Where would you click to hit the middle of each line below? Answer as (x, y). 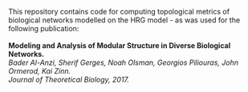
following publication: (44, 28)
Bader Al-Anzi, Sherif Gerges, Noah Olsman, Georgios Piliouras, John (124, 62)
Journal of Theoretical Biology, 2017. (69, 80)
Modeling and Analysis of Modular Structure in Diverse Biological (120, 46)
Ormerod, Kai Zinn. (40, 71)
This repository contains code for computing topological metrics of (119, 12)
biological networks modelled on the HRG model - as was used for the (124, 20)
